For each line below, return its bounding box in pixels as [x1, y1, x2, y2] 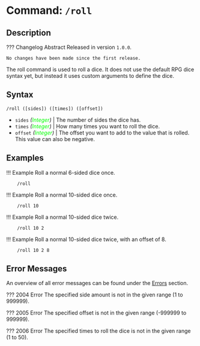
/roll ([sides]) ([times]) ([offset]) [6, 105, 103, 112]
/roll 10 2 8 [17, 247, 50, 253]
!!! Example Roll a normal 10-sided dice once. [6, 191, 118, 198]
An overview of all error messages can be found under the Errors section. [6, 280, 189, 287]
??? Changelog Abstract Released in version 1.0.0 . [6, 43, 132, 51]
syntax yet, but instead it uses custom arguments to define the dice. [6, 72, 175, 79]
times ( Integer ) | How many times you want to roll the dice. [14, 122, 160, 130]
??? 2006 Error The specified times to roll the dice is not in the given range [6, 327, 191, 335]
